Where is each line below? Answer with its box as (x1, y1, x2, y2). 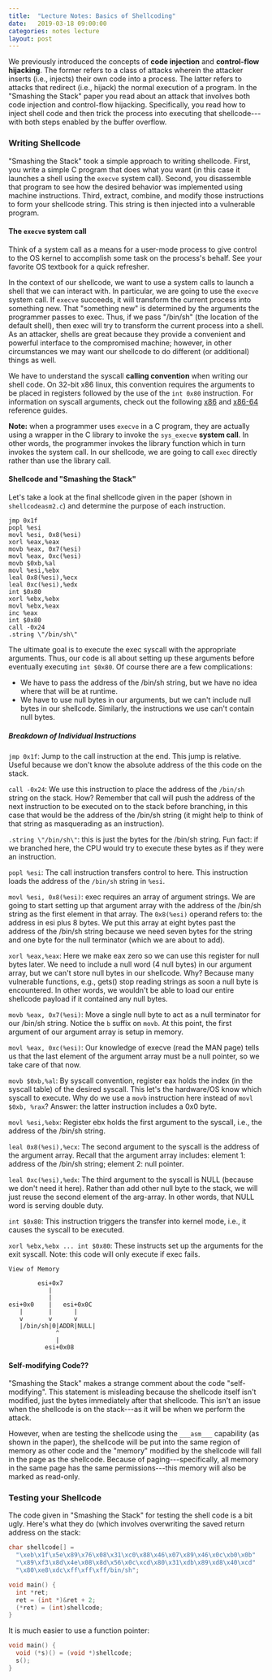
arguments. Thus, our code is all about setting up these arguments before (8, 653, 255, 663)
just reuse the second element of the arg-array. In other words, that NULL (8, 1192, 255, 1202)
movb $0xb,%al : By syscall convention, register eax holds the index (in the (8, 1076, 253, 1085)
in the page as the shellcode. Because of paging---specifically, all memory (8, 1455, 259, 1465)
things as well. (8, 355, 57, 365)
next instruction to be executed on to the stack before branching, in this (8, 801, 248, 811)
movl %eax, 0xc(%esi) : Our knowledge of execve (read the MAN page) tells (8, 1042, 260, 1052)
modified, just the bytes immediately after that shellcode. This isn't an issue (8, 1396, 261, 1405)
